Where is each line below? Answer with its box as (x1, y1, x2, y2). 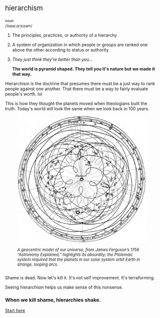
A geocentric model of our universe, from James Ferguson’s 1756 (17, 246, 140, 252)
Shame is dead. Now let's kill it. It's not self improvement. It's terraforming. (5, 274, 155, 280)
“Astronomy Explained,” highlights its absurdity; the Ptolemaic (17, 251, 133, 257)
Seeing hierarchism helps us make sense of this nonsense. (5, 284, 123, 290)
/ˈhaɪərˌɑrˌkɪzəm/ (5, 24, 33, 28)
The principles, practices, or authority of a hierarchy (12, 32, 117, 38)
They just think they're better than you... (12, 56, 93, 62)
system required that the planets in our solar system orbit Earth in (17, 256, 140, 262)
